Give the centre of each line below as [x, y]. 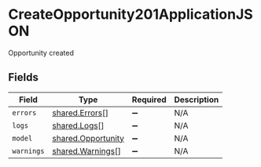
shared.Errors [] [80, 113]
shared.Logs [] [78, 125]
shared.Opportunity [88, 138]
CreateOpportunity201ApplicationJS [130, 15]
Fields [24, 77]
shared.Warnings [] [87, 151]
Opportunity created [41, 53]
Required [149, 100]
